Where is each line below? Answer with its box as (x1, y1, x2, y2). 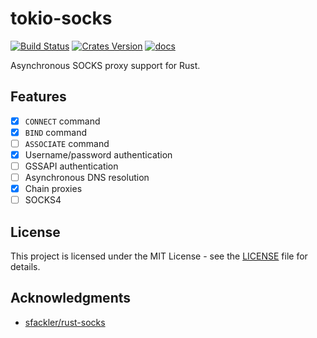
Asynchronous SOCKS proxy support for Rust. (10, 59, 201, 71)
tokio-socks (10, 7, 113, 30)
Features (10, 88, 67, 106)
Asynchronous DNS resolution (24, 172, 150, 184)
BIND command (24, 126, 87, 138)
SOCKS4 (24, 194, 62, 206)
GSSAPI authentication (24, 160, 119, 172)
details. (10, 261, 41, 273)
